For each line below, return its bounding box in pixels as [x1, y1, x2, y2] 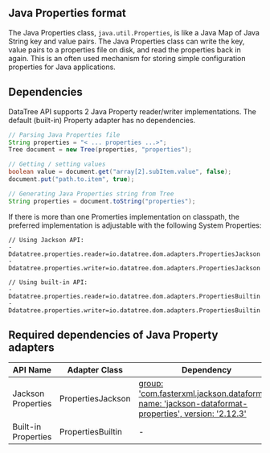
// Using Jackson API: [8, 236, 84, 244]
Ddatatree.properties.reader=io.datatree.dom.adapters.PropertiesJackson [8, 249, 261, 258]
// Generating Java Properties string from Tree [8, 189, 174, 198]
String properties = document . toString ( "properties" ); [8, 197, 196, 205]
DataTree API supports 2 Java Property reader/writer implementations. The [8, 106, 257, 116]
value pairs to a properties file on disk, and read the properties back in [8, 44, 241, 55]
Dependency [182, 364, 232, 376]
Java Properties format [8, 6, 127, 20]
